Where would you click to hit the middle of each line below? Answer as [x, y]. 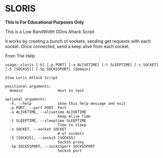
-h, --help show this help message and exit [68, 104]
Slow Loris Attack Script [31, 78]
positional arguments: [28, 86]
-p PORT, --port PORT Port [38, 108]
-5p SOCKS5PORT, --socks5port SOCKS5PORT [52, 146]
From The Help [20, 56]
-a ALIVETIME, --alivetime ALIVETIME [48, 112]
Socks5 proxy [71, 142]
